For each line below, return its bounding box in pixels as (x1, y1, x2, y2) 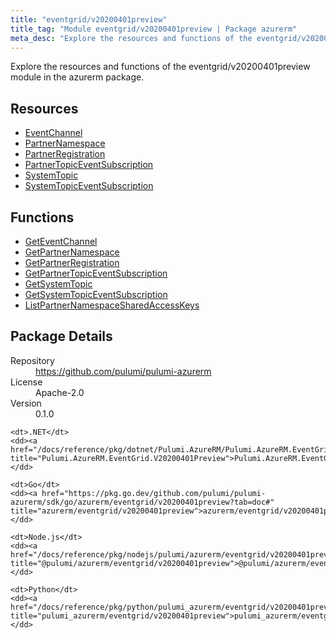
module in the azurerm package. (10, 71, 145, 83)
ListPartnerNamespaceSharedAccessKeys (24, 299, 200, 311)
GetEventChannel (24, 236, 98, 247)
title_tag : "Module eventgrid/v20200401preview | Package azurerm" (10, 24, 298, 34)
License (10, 376, 43, 388)
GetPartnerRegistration (24, 257, 120, 268)
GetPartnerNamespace (24, 246, 120, 258)
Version (10, 397, 42, 409)
